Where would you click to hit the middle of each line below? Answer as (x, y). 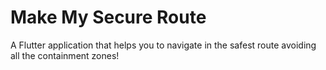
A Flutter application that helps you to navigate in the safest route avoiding (163, 45)
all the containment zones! (65, 55)
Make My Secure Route (108, 17)
